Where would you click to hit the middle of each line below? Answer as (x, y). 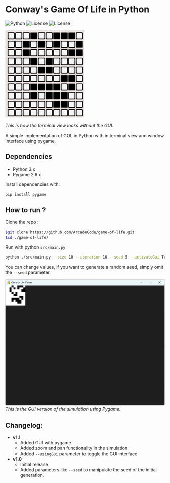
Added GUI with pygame (46, 443)
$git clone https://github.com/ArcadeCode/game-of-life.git (70, 232)
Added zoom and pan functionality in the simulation (74, 448)
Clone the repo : (22, 222)
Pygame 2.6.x (27, 174)
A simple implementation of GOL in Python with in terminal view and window (85, 135)
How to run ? (26, 210)
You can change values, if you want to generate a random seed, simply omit (84, 267)
